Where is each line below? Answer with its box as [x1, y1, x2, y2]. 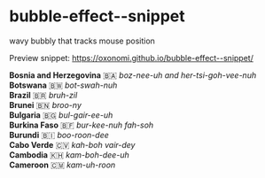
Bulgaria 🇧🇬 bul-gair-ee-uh [9, 109, 113, 120]
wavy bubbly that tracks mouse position [9, 35, 155, 46]
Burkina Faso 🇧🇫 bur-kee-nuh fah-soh [9, 120, 154, 130]
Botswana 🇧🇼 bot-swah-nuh [9, 80, 118, 90]
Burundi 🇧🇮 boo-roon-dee [9, 129, 109, 140]
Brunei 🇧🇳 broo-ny [9, 99, 82, 110]
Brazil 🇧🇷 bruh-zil [9, 89, 78, 100]
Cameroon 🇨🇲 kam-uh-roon [9, 159, 116, 170]
